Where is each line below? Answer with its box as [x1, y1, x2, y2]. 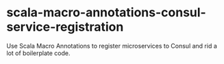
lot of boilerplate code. [6, 49, 71, 57]
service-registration [6, 19, 124, 35]
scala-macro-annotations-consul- [6, 5, 206, 20]
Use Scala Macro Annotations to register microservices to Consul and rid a [6, 42, 217, 50]
